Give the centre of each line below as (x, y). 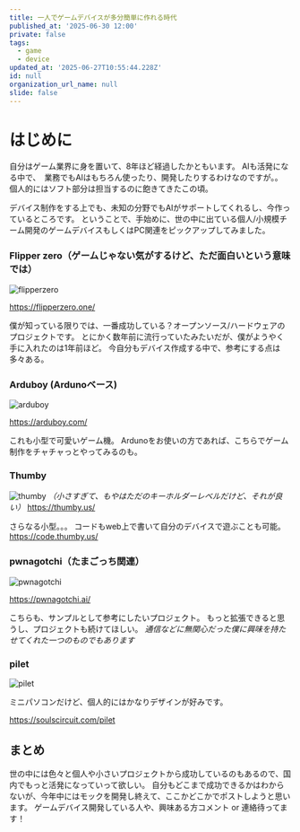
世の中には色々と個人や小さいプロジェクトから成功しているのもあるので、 (146, 774)
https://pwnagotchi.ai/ (50, 599)
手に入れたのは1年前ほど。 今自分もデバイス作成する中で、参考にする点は (145, 347)
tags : (19, 43)
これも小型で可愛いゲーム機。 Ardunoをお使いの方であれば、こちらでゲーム (149, 441)
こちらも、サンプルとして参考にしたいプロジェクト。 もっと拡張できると (143, 617)
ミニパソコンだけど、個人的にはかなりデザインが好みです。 (119, 702)
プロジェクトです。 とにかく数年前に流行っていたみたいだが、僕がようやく (147, 337)
